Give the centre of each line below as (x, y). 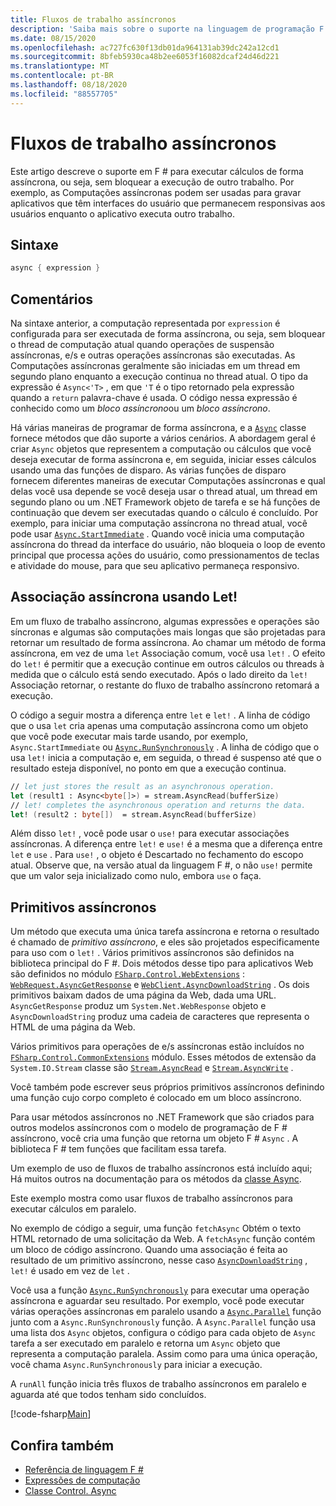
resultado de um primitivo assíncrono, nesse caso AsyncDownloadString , (159, 1260)
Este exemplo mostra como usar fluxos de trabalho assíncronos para (151, 1198)
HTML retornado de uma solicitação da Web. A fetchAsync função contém (163, 1239)
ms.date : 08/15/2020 (53, 38)
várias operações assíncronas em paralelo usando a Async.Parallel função (166, 1312)
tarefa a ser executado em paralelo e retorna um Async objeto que (145, 1343)
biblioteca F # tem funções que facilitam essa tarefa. (118, 1149)
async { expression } (55, 268)
